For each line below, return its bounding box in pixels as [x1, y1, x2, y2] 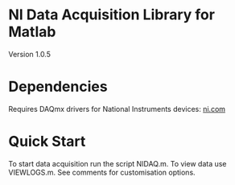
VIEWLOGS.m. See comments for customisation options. [8, 167, 196, 177]
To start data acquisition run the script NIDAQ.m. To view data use [8, 158, 227, 168]
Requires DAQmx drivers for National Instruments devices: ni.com [8, 104, 226, 113]
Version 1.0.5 [8, 49, 51, 59]
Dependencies [8, 78, 108, 96]
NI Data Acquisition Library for [8, 6, 216, 24]
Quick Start [8, 133, 86, 150]
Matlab [8, 23, 56, 41]
